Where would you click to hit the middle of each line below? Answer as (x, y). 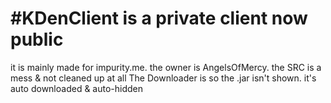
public (37, 39)
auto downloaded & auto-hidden (77, 88)
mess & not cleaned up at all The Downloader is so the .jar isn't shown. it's (163, 78)
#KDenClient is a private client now (159, 18)
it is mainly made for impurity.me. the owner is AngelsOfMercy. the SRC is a (166, 67)
